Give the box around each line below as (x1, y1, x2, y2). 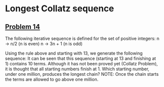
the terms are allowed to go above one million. (5, 77, 99, 82)
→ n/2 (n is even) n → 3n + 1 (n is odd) (5, 41, 82, 47)
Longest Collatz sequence (5, 3, 114, 14)
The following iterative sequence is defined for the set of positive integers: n (5, 35, 160, 41)
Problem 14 (5, 23, 40, 31)
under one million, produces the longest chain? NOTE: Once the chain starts (5, 71, 159, 77)
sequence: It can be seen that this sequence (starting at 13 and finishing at (5, 56, 156, 61)
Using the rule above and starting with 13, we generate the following (5, 50, 143, 56)
